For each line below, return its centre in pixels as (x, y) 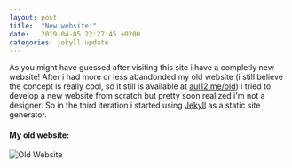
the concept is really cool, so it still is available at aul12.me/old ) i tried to (140, 86)
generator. (28, 115)
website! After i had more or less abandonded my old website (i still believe (146, 77)
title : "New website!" (53, 26)
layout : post (33, 17)
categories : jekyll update (59, 42)
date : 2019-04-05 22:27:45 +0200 (75, 34)
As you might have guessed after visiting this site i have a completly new (142, 68)
